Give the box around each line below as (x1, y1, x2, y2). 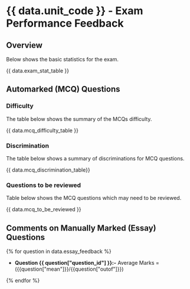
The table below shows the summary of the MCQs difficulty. (6, 115, 152, 122)
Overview (6, 40, 43, 50)
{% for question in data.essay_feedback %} (6, 248, 112, 255)
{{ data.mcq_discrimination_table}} (6, 166, 90, 173)
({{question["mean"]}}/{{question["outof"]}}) (14, 265, 124, 272)
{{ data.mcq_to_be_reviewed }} (6, 206, 81, 213)
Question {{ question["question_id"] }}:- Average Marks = (14, 260, 159, 267)
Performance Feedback (6, 17, 124, 30)
